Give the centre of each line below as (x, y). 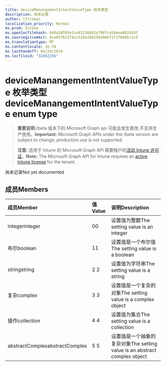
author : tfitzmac (23, 19)
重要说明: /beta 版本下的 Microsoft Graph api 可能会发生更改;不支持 (85, 128)
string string (21, 270)
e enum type (31, 114)
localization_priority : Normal (37, 24)
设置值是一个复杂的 (133, 286)
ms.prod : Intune (22, 28)
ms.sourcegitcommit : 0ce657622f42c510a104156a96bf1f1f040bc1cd (72, 38)
